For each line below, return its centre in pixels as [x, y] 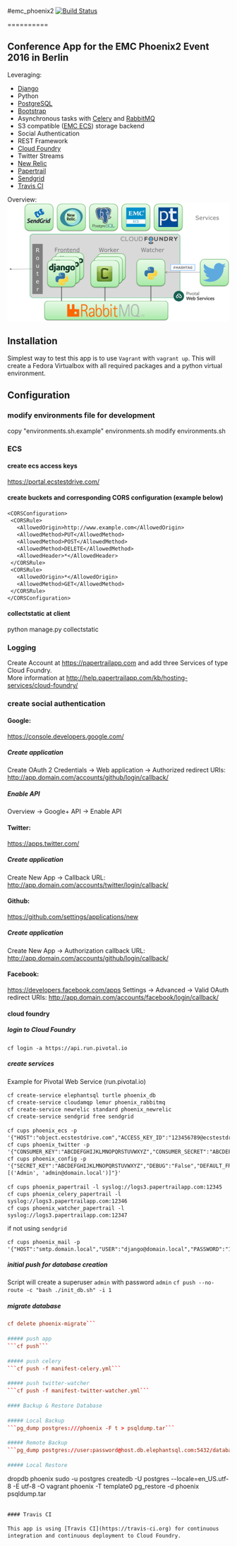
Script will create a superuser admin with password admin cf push [102, 1282]
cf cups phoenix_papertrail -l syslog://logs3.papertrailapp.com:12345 [115, 1187]
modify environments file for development [81, 415]
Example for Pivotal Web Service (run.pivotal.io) [77, 1081]
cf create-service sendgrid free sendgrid [71, 1116]
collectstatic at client [39, 614]
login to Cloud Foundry [42, 1030]
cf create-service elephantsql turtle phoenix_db [82, 1095]
